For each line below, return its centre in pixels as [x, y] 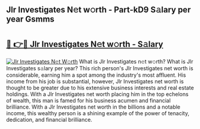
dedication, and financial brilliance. [49, 120]
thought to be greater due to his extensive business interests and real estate [100, 88]
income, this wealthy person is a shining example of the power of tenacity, [98, 113]
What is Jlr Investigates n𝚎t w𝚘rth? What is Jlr [136, 61]
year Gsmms [31, 19]
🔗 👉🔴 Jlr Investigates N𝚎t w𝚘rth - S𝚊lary [85, 44]
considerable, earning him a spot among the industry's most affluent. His [96, 75]
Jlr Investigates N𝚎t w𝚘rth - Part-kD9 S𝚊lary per [99, 10]
